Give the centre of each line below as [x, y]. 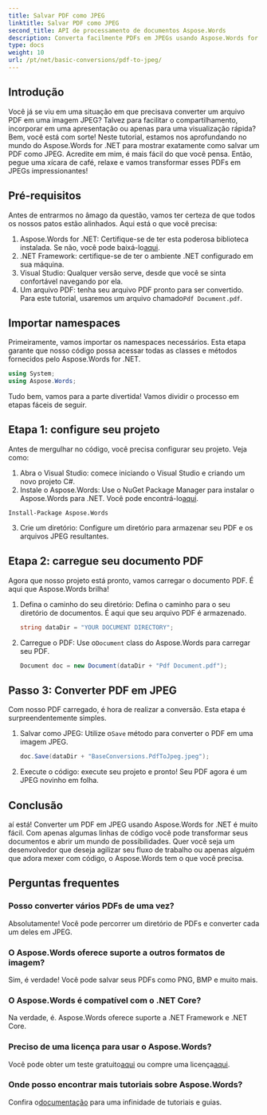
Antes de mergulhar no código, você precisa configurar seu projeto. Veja [128, 449]
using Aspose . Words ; [43, 381]
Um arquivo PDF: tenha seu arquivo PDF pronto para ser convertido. [132, 290]
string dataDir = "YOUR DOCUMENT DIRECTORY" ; [96, 627]
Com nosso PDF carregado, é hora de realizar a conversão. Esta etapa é [127, 710]
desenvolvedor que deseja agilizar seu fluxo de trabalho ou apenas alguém [132, 850]
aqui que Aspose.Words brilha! [59, 589]
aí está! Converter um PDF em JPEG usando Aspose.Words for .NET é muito [133, 824]
